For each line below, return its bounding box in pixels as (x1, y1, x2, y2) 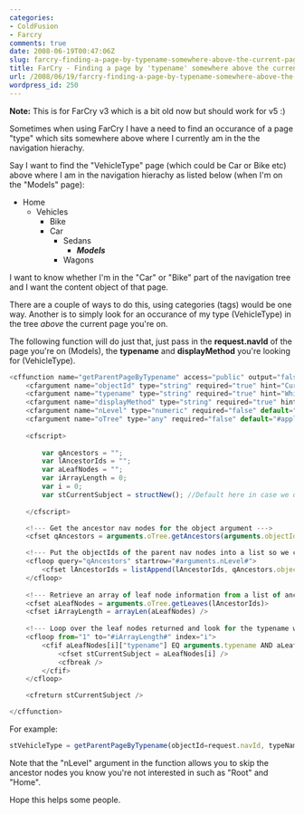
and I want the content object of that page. (9, 282, 169, 292)
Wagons (62, 254, 94, 265)
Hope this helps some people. (9, 794, 121, 805)
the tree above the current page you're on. (9, 318, 169, 329)
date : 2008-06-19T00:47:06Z (9, 47, 116, 56)
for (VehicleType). (9, 355, 76, 366)
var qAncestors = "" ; (42, 448, 124, 457)
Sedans (62, 235, 92, 245)
